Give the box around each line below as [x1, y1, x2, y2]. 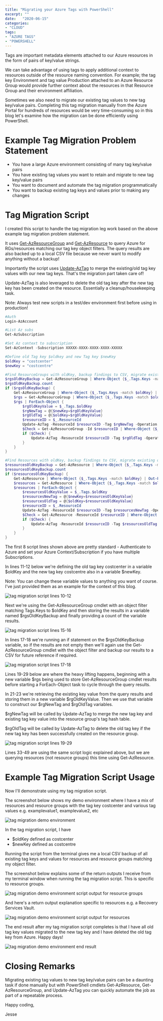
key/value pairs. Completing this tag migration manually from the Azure [5, 102, 147, 108]
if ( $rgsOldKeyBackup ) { [5, 386, 55, 391]
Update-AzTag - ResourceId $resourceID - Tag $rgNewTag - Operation [22, 422, 158, 427]
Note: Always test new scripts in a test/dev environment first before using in [5, 299, 157, 305]
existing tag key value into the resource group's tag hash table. [5, 716, 131, 722]
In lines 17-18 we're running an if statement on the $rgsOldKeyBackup [5, 637, 145, 643]
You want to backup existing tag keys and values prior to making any [12, 187, 150, 193]
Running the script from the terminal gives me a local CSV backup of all [5, 850, 148, 856]
